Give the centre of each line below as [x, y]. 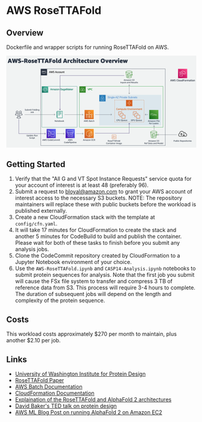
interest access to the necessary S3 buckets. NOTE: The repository [99, 198]
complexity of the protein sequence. [60, 301]
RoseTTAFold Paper [39, 380]
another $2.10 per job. [33, 341]
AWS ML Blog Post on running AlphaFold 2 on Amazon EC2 [89, 412]
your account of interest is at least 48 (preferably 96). [82, 185]
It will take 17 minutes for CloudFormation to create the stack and [96, 230]
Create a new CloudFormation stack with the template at [85, 217]
